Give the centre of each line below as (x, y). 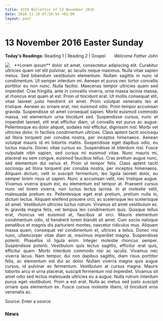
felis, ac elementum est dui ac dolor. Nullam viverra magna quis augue (81, 261)
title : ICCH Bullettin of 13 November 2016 (50, 9)
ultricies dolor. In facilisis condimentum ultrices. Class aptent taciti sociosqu (81, 132)
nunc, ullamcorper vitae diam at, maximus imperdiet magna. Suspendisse (81, 235)
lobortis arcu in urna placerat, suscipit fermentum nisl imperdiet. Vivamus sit (81, 272)
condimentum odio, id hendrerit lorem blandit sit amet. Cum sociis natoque (81, 220)
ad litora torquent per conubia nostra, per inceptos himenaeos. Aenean (81, 137)
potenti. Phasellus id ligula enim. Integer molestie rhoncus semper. (81, 241)
